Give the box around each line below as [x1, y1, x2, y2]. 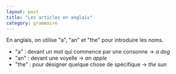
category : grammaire [6, 20, 58, 26]
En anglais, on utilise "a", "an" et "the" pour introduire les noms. [6, 37, 164, 44]
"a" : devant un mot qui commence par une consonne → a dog [14, 48, 170, 55]
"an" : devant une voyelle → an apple [14, 55, 108, 62]
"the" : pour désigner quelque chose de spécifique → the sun [14, 61, 167, 68]
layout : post [6, 8, 39, 15]
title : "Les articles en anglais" [6, 14, 93, 20]
